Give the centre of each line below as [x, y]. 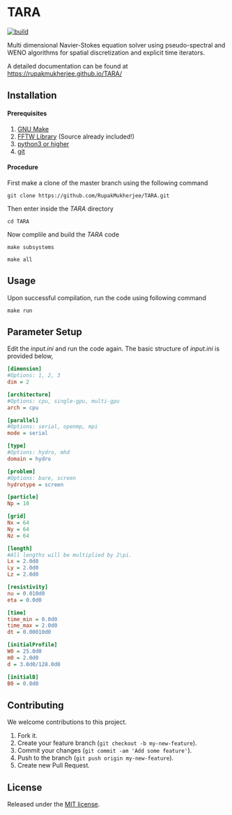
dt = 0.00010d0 [29, 632]
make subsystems [31, 247]
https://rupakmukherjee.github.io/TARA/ [65, 73]
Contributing [36, 705]
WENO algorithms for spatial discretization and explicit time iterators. [106, 52]
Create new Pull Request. [54, 765]
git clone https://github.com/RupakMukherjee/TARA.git [88, 196]
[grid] [17, 516]
